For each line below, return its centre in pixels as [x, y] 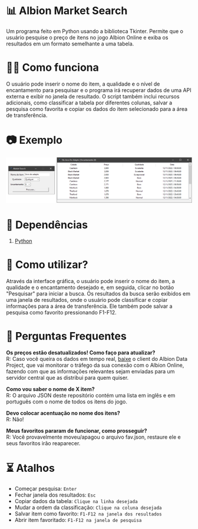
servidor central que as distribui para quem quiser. [67, 378]
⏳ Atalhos [30, 468]
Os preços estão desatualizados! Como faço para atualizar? [81, 353]
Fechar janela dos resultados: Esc [55, 495]
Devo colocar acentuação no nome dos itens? [63, 413]
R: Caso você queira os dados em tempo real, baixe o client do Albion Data [97, 359]
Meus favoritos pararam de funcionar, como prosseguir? [77, 431]
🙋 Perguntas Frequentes [66, 336]
